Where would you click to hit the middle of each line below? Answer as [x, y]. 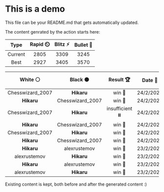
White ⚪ [30, 79]
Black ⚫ [80, 79]
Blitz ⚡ [62, 44]
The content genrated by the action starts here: [53, 32]
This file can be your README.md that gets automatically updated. [72, 22]
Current [16, 54]
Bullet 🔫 [83, 45]
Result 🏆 [120, 79]
